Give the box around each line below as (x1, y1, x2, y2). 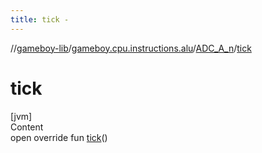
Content (10, 121, 44, 133)
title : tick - (10, 14, 70, 25)
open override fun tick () (10, 131, 108, 143)
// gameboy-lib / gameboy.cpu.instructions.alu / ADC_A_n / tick (10, 42, 252, 54)
